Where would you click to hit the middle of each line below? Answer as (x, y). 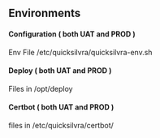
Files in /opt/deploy (41, 88)
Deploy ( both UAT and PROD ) (60, 71)
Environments (45, 13)
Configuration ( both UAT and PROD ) (72, 34)
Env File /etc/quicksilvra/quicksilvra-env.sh (80, 52)
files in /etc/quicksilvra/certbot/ (61, 125)
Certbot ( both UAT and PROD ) (61, 107)
